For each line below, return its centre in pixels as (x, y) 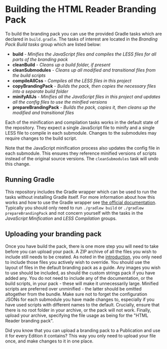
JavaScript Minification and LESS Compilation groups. (61, 218)
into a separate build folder (40, 91)
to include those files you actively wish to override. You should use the (78, 262)
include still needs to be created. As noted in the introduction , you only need (83, 257)
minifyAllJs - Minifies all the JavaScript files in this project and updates (86, 97)
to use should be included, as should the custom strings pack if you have (80, 273)
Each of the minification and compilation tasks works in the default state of (82, 122)
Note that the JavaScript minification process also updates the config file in (83, 148)
